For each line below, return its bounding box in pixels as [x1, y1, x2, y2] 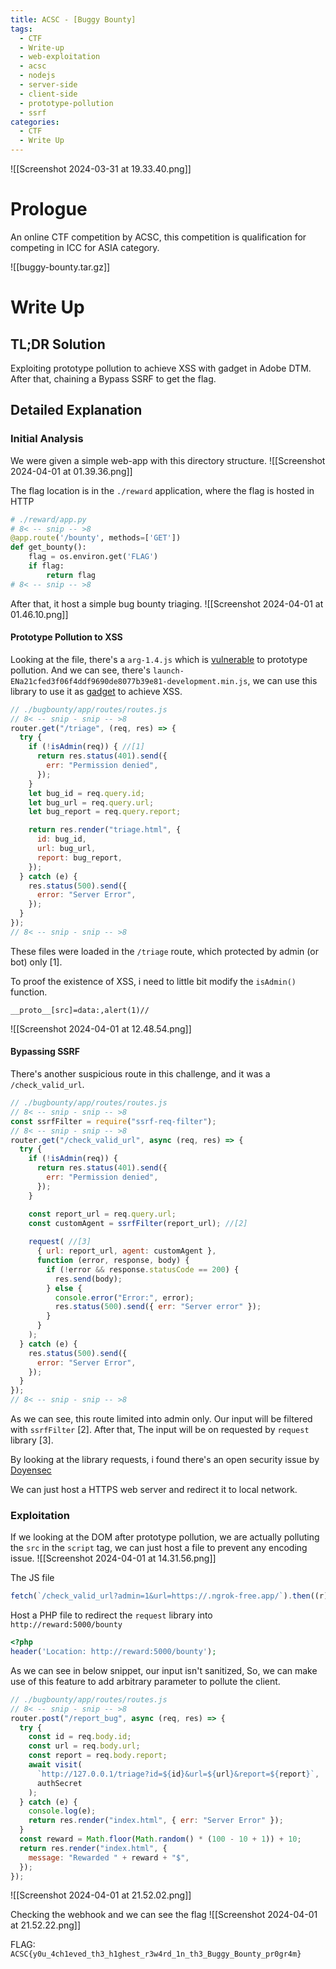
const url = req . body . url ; [28, 1741, 141, 1751]
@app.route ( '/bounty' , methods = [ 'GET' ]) [10, 533, 182, 543]
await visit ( [28, 1760, 83, 1770]
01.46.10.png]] [10, 608, 69, 620]
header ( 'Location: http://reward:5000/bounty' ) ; [10, 1647, 217, 1657]
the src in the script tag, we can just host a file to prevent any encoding [10, 1542, 308, 1554]
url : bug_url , [36, 844, 97, 854]
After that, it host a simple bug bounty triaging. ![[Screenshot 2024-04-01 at [10, 597, 324, 610]
